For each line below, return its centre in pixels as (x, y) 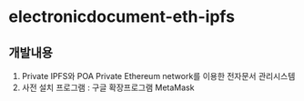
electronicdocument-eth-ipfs (122, 17)
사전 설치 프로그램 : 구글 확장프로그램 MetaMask (108, 87)
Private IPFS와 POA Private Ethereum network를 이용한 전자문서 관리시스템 (158, 76)
